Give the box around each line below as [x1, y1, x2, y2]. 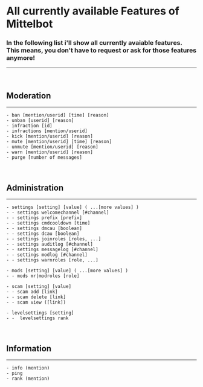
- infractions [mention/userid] [6, 128, 88, 134]
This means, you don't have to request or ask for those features [6, 46, 197, 55]
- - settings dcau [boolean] [6, 231, 80, 237]
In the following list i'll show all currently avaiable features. [6, 39, 182, 47]
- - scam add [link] [6, 289, 59, 295]
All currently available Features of [6, 4, 179, 18]
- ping [6, 370, 23, 376]
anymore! [6, 54, 35, 62]
